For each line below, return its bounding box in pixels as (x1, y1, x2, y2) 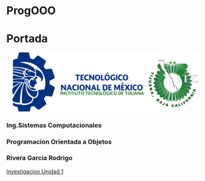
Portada (6, 32, 48, 46)
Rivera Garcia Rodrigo (6, 154, 73, 163)
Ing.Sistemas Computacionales (6, 121, 102, 129)
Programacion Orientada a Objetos (6, 137, 112, 146)
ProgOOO (6, 4, 56, 18)
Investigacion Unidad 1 (6, 168, 64, 175)
